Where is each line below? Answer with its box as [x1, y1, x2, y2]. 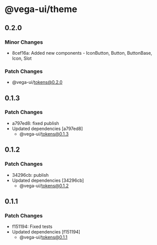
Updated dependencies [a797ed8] [12, 126, 83, 132]
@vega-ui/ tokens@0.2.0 [12, 79, 63, 85]
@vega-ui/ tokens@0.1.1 [19, 234, 68, 240]
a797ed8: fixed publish [12, 120, 59, 126]
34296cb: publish [12, 172, 49, 178]
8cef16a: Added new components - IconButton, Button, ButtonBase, [12, 50, 152, 56]
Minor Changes [5, 39, 43, 46]
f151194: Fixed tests [12, 223, 53, 229]
